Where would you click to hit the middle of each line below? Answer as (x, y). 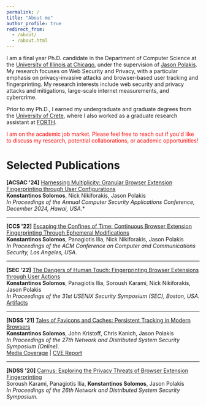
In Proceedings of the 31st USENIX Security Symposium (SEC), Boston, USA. (103, 296)
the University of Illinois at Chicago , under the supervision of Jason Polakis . (102, 64)
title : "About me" (30, 18)
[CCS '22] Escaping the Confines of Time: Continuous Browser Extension (99, 226)
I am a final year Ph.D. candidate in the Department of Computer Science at (101, 58)
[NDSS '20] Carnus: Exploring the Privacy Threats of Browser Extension (97, 370)
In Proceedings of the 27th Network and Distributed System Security (93, 340)
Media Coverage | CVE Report (44, 353)
